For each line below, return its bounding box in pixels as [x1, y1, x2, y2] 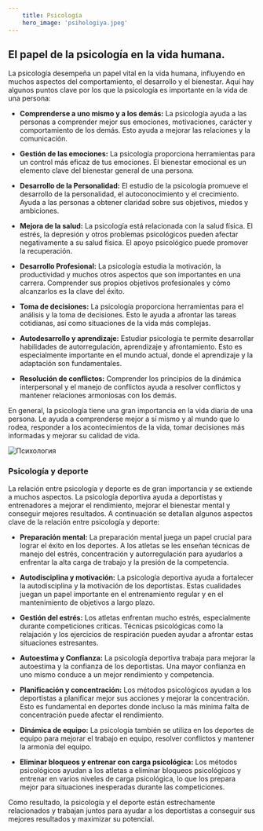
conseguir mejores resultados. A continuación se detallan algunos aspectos [8, 508, 254, 518]
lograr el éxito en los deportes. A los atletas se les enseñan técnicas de [19, 540, 250, 550]
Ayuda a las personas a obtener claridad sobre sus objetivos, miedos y [19, 198, 249, 207]
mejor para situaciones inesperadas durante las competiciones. [19, 782, 225, 792]
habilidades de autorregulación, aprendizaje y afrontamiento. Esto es [19, 342, 243, 352]
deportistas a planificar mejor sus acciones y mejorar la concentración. [19, 693, 250, 703]
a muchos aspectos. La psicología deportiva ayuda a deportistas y [8, 492, 223, 501]
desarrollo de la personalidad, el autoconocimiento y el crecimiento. [19, 189, 239, 199]
